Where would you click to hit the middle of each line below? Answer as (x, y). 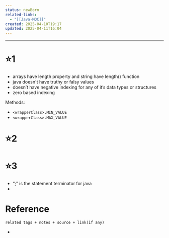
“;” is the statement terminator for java (52, 184)
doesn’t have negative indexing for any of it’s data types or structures (84, 87)
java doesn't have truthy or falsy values (53, 82)
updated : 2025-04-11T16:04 (33, 29)
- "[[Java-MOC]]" (28, 19)
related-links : (21, 15)
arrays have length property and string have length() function (76, 76)
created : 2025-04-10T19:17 (33, 24)
